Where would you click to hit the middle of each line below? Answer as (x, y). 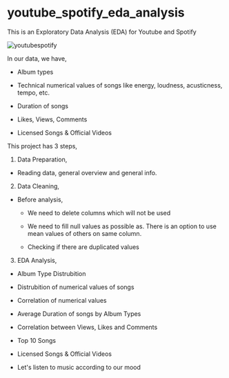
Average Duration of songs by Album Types (79, 314)
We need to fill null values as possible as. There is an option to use (122, 226)
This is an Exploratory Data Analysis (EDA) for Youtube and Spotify (102, 32)
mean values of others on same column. (84, 233)
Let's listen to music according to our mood (79, 367)
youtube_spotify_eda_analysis (96, 13)
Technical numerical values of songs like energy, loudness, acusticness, (120, 85)
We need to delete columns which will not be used (99, 212)
